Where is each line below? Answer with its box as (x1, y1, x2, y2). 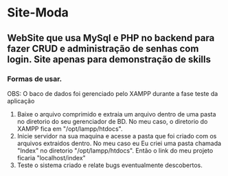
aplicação (7, 97, 35, 105)
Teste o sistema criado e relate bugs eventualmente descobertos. (16, 161, 203, 169)
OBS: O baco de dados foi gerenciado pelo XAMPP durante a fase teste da (7, 89, 218, 97)
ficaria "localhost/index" (16, 153, 86, 162)
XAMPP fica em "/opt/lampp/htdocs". (16, 125, 123, 133)
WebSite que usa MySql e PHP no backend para (7, 32, 215, 44)
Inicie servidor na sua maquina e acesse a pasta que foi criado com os (16, 131, 217, 140)
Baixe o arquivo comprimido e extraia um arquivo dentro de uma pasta (16, 110, 216, 118)
